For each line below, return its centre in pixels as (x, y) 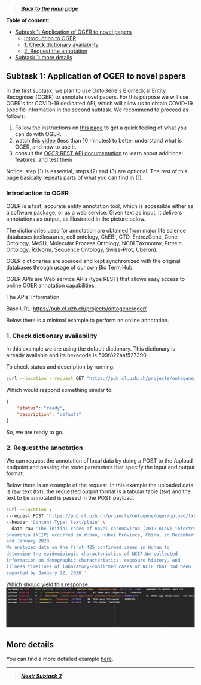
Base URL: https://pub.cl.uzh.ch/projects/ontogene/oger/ (77, 309)
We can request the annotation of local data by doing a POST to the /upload (100, 461)
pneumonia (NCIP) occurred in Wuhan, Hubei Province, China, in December (100, 535)
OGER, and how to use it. (45, 147)
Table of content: (28, 20)
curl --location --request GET (45, 379)
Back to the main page (50, 9)
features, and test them (44, 159)
